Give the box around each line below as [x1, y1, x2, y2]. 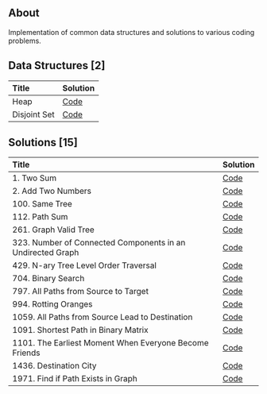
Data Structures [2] [8, 59, 106, 72]
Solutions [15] [8, 136, 78, 149]
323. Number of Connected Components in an [12, 238, 186, 249]
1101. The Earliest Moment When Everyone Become [12, 338, 209, 349]
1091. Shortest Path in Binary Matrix [12, 325, 149, 336]
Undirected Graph [12, 247, 79, 258]
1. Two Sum [12, 172, 57, 183]
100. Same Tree [12, 199, 73, 210]
